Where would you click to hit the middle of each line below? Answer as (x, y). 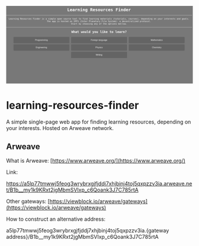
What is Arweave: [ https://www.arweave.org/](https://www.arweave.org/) (96, 161)
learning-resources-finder (73, 105)
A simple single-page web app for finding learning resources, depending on (99, 122)
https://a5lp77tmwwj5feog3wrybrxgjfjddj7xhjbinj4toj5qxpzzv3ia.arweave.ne (99, 184)
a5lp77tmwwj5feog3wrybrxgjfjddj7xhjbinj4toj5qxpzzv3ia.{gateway (88, 231)
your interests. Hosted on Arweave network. (60, 128)
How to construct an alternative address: (56, 219)
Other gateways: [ (28, 202)
